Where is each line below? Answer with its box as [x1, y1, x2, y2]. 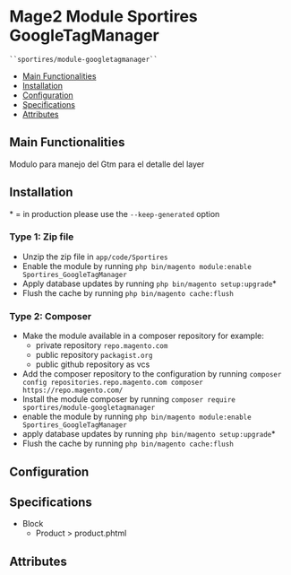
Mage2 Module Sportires [9, 6, 199, 27]
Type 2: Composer [9, 309, 92, 322]
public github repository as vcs [35, 359, 150, 370]
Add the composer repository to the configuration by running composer [21, 369, 282, 379]
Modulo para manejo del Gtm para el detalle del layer [9, 159, 205, 170]
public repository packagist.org [35, 350, 153, 361]
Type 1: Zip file [9, 231, 74, 243]
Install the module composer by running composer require [21, 394, 235, 405]
